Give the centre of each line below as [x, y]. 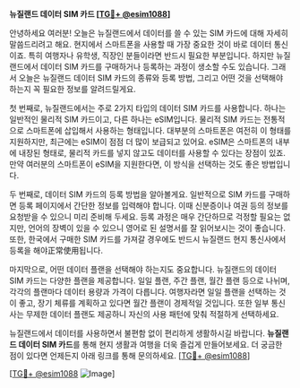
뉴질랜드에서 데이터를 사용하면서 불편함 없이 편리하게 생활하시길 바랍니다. [137, 333]
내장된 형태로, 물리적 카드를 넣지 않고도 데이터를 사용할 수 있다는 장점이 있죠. [152, 153]
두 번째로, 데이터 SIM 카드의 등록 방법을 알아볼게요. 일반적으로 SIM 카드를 [138, 194]
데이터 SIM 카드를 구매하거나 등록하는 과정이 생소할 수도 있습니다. [155, 67]
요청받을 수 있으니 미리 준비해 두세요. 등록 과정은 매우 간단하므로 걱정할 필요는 [146, 217]
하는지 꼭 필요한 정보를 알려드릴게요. [73, 89]
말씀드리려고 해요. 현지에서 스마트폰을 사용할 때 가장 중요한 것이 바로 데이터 [141, 44]
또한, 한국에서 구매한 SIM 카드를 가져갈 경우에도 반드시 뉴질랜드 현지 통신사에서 [148, 239]
